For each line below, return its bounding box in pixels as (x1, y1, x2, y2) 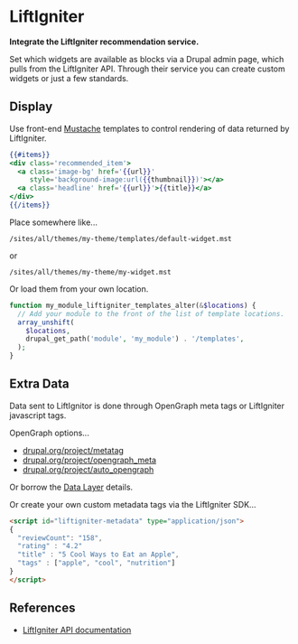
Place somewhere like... (9, 217, 98, 228)
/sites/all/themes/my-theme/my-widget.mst (9, 267, 172, 276)
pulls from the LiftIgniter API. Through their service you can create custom (9, 63, 286, 74)
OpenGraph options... (9, 427, 90, 438)
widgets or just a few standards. (9, 72, 129, 83)
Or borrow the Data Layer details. (9, 481, 134, 492)
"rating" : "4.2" (17, 542, 83, 551)
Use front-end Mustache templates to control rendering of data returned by (9, 123, 290, 134)
